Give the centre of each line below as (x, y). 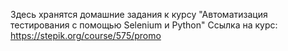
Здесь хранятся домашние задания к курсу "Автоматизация (139, 14)
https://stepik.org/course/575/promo (86, 35)
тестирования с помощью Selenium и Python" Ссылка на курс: (144, 25)
